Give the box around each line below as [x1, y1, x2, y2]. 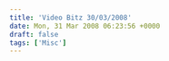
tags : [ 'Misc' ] [9, 38, 67, 48]
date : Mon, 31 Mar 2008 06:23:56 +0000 [9, 22, 161, 30]
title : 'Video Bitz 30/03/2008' [9, 13, 132, 22]
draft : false [9, 30, 59, 39]
